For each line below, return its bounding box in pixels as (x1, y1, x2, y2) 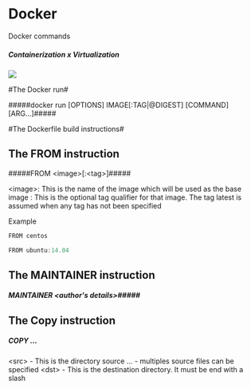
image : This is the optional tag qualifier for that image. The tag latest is (8, 193, 241, 202)
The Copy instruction (8, 313, 116, 327)
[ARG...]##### (8, 109, 57, 118)
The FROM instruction (8, 147, 120, 161)
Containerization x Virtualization (8, 50, 120, 59)
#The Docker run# (8, 85, 69, 94)
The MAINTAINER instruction (8, 268, 155, 282)
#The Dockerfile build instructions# (8, 124, 125, 133)
